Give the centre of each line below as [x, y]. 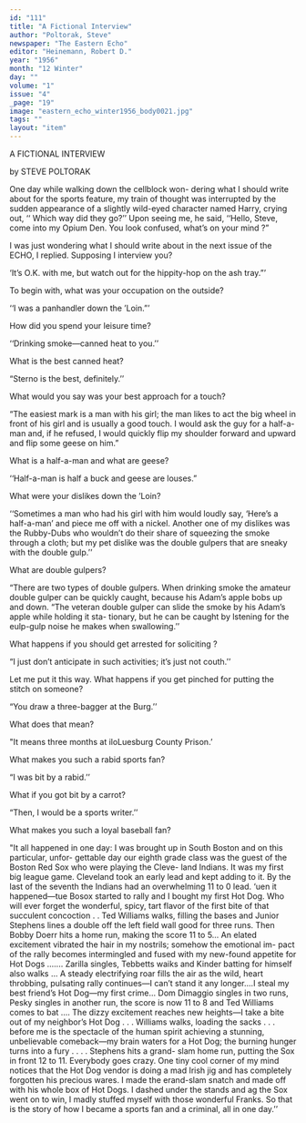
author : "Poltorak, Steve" [61, 35]
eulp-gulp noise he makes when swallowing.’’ [95, 626]
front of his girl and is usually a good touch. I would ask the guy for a [138, 424]
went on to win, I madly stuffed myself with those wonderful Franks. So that [151, 1099]
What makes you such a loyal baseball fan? [90, 830]
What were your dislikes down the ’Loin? [85, 496]
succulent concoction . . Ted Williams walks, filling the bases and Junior [144, 915]
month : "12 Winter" [46, 69]
